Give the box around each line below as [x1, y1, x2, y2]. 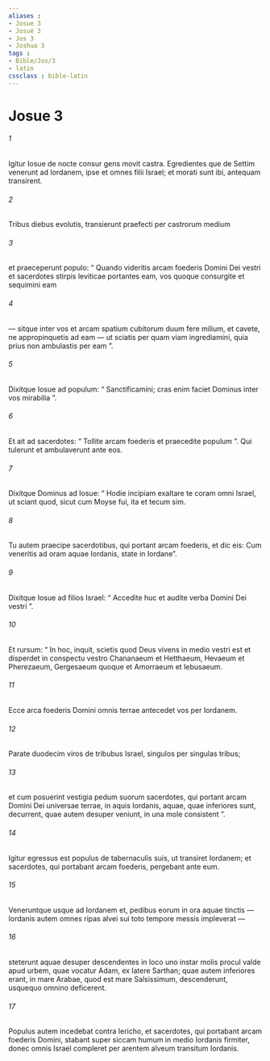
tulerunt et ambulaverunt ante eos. [8, 445, 123, 455]
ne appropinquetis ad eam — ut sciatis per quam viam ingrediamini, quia [8, 332, 248, 342]
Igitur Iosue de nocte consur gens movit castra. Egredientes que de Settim [8, 159, 255, 169]
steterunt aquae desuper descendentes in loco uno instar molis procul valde [8, 958, 261, 967]
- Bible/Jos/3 [8, 57, 56, 65]
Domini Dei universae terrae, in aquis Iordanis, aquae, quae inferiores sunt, [8, 801, 256, 811]
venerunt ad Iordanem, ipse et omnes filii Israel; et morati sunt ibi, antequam [8, 167, 261, 178]
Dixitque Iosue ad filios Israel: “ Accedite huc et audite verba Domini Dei [8, 593, 247, 602]
